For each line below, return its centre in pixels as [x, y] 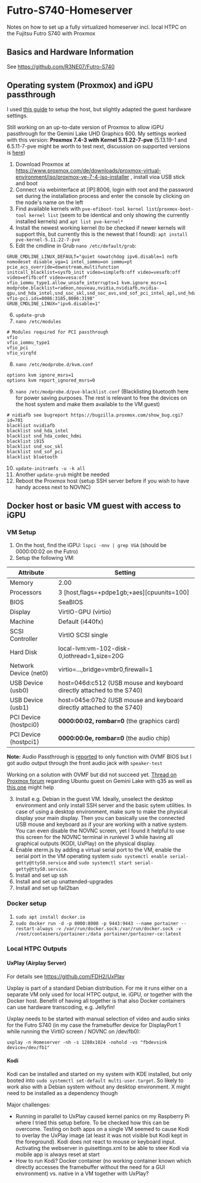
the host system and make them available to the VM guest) [88, 404]
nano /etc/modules [38, 321]
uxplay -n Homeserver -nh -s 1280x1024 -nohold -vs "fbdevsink [87, 1042]
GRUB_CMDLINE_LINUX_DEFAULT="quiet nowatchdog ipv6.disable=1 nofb [92, 257]
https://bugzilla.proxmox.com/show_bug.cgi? [127, 415]
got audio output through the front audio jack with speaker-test [85, 763]
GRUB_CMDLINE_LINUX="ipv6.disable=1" [54, 304]
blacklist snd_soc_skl [35, 446]
